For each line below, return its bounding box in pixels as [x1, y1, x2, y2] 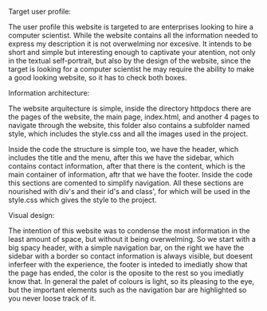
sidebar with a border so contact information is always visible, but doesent [8, 251, 253, 261]
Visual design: [8, 211, 55, 220]
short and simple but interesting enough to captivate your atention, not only [8, 48, 257, 56]
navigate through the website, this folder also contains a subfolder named [8, 121, 250, 130]
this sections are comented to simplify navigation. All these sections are [8, 178, 245, 188]
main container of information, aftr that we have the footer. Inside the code [8, 170, 253, 179]
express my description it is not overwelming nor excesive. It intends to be [8, 39, 253, 49]
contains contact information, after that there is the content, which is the [8, 161, 245, 170]
